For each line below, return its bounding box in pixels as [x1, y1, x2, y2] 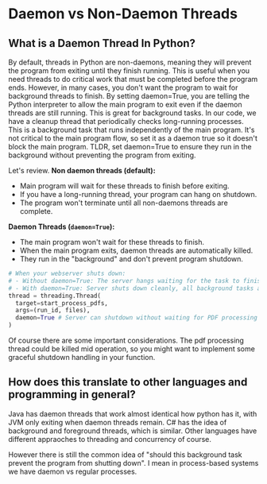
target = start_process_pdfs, [15, 299, 109, 307]
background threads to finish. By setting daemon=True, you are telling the [8, 91, 250, 100]
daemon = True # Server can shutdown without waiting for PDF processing [15, 314, 258, 322]
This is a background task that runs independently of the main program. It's [8, 125, 256, 134]
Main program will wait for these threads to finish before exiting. [19, 181, 230, 191]
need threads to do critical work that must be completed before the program [8, 75, 258, 83]
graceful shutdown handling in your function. [8, 353, 156, 362]
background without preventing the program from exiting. [8, 150, 196, 160]
